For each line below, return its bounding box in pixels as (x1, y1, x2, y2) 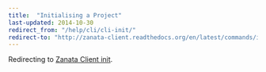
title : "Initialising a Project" (8, 11, 123, 20)
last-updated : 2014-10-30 (8, 19, 93, 27)
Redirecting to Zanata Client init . (8, 55, 113, 64)
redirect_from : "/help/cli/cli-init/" (8, 26, 136, 34)
